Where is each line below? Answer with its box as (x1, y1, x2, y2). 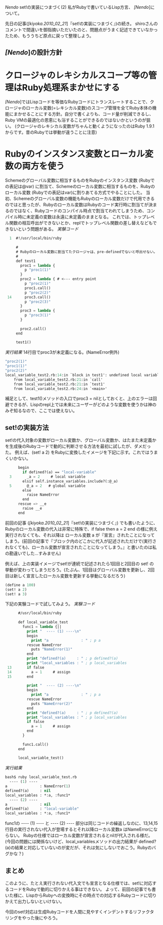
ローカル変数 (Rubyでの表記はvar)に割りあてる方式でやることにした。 (5, 189, 145, 196)
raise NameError (26, 492, 60, 498)
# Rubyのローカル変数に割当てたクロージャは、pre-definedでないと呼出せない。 (16, 249, 158, 254)
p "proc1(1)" (24, 267, 51, 273)
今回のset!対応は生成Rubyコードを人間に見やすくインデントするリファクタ (5, 909, 154, 915)
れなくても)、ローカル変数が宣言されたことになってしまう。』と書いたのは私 (5, 544, 157, 550)
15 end (7, 674, 34, 679)
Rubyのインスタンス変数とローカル (5, 148, 145, 159)
